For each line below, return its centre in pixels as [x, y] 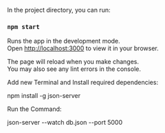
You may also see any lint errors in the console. [74, 69]
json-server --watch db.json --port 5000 [65, 123]
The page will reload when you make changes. [73, 62]
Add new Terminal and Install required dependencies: [83, 83]
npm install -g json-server [44, 96]
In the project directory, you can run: [59, 10]
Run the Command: [34, 109]
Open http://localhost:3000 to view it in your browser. [83, 48]
